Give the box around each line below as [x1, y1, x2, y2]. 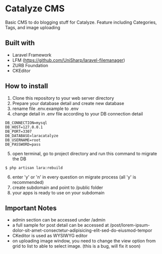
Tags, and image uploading [5, 24, 61, 30]
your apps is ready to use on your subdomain [12, 189, 105, 195]
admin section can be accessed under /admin [12, 217, 106, 223]
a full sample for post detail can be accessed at [12, 222, 109, 228]
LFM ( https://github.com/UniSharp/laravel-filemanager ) [12, 57, 125, 63]
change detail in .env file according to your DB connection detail [12, 110, 143, 116]
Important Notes [5, 204, 57, 212]
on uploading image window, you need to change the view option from [12, 238, 156, 244]
